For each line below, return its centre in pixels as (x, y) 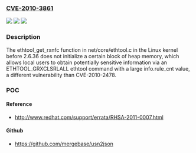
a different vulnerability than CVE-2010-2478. (61, 75)
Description (23, 37)
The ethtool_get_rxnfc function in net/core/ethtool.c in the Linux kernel (92, 50)
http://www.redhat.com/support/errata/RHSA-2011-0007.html (89, 117)
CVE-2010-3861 (30, 8)
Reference (19, 104)
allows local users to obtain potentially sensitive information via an (86, 62)
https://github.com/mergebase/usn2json (64, 144)
